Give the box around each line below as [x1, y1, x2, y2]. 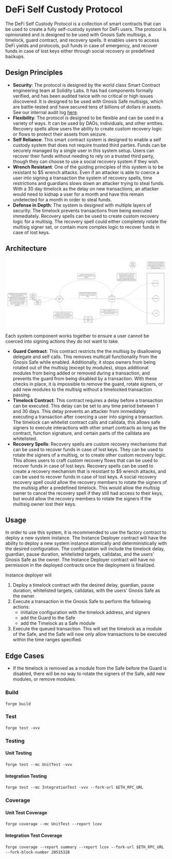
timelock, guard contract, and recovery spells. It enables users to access [5, 37, 159, 43]
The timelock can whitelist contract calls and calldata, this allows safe [12, 419, 161, 425]
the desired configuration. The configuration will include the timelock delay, [5, 546, 165, 552]
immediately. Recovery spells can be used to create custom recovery [12, 213, 159, 219]
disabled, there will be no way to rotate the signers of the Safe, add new [12, 670, 165, 677]
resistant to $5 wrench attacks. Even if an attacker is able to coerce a [12, 169, 160, 175]
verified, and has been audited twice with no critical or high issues [12, 92, 154, 99]
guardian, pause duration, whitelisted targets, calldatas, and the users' [5, 551, 155, 557]
